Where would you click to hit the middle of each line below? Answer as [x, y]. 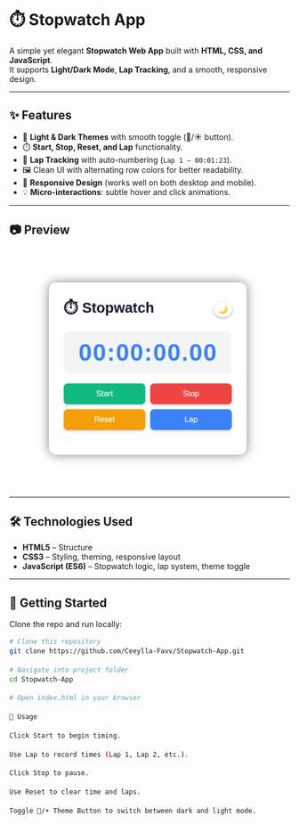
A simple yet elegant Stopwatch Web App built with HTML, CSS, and [136, 50]
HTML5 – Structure [57, 548]
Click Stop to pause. [49, 773]
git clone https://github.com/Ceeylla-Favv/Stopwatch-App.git [127, 651]
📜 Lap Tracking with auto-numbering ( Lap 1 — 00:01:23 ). [127, 159]
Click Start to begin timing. [65, 735]
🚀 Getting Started [58, 603]
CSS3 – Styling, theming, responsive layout [101, 557]
